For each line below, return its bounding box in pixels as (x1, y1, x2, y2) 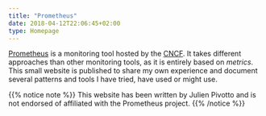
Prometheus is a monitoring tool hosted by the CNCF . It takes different (8, 49, 242, 59)
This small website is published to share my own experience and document (8, 66, 258, 76)
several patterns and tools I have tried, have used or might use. (8, 74, 218, 85)
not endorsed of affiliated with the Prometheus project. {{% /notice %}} (8, 98, 246, 109)
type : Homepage (8, 27, 60, 35)
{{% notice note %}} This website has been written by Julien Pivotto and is (8, 90, 256, 100)
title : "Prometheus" (8, 11, 78, 20)
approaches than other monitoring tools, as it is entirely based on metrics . (8, 57, 254, 67)
